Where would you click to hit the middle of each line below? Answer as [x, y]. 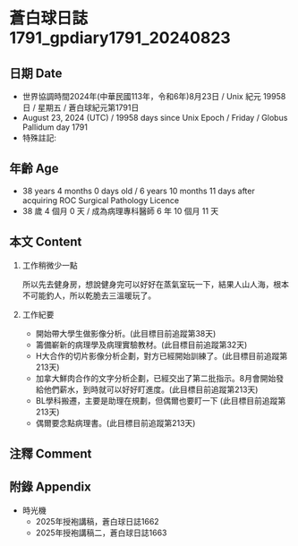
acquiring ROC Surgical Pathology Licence [101, 200]
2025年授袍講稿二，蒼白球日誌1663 [101, 533]
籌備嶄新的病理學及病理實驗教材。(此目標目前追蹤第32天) [141, 345]
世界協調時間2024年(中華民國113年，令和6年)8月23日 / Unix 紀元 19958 [154, 96]
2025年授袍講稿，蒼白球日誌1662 [97, 521]
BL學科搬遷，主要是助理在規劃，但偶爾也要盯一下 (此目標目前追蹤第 [161, 400]
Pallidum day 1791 [55, 127]
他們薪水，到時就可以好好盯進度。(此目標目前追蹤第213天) [151, 389]
